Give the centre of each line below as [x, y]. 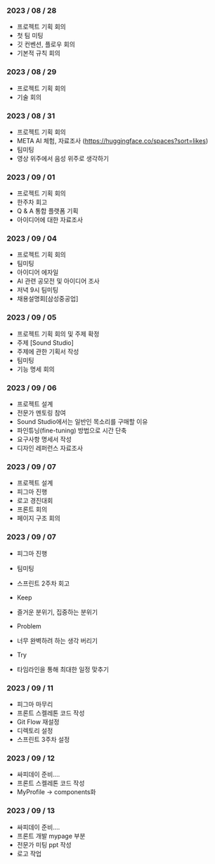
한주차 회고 [32, 202]
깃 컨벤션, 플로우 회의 [46, 44]
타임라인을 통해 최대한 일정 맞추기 [63, 669]
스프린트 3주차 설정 [43, 739]
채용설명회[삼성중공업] [47, 299]
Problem [29, 626]
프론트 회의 [32, 509]
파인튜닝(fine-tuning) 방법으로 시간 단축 [72, 431]
